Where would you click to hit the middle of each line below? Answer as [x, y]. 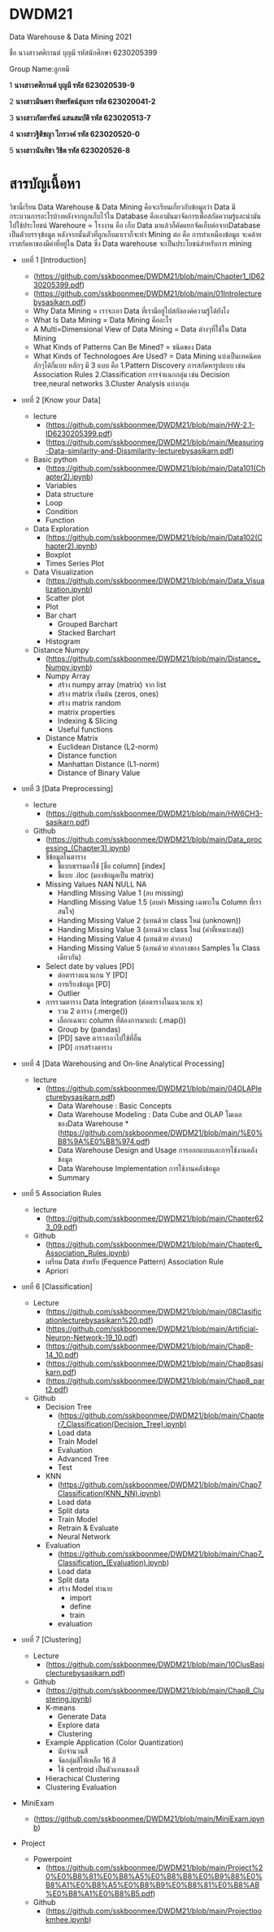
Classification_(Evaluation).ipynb [112, 1562]
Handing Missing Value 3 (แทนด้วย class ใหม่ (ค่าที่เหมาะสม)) [151, 929]
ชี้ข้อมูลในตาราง [65, 856]
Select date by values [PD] [90, 966]
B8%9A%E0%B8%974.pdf [102, 1141]
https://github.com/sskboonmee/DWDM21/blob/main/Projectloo [155, 1911]
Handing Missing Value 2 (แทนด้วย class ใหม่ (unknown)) [149, 920]
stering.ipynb [67, 1699]
